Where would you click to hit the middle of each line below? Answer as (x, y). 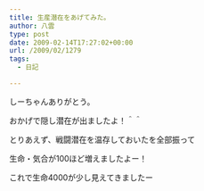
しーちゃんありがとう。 (52, 101)
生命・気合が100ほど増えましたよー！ (78, 158)
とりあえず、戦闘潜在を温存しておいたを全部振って (102, 139)
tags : (19, 59)
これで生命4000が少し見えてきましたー (81, 177)
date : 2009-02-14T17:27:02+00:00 (71, 42)
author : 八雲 (32, 26)
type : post (29, 34)
